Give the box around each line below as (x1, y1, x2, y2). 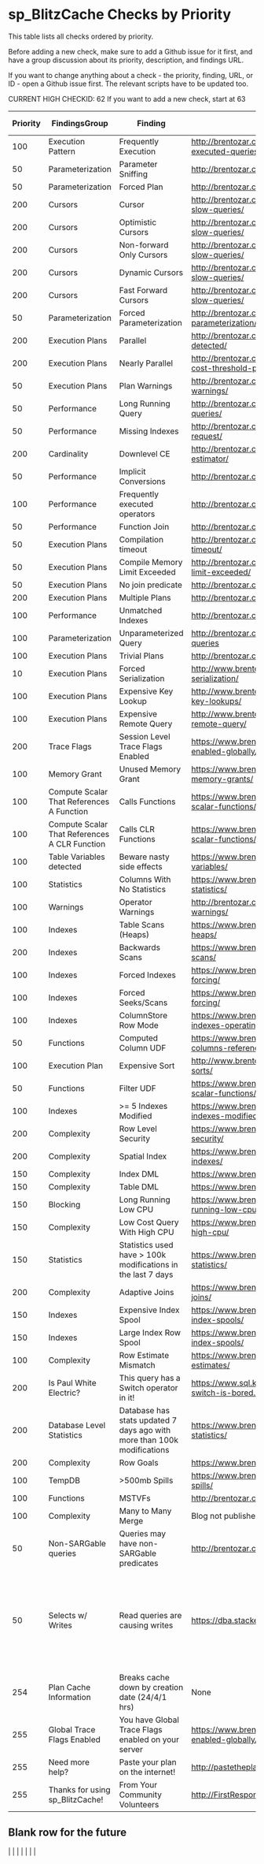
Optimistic (119, 217, 157, 228)
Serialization (119, 672, 165, 683)
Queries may (119, 1527, 167, 1538)
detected (48, 861, 82, 872)
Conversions (119, 475, 167, 486)
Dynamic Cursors (119, 266, 183, 277)
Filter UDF (119, 1082, 156, 1093)
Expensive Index (119, 1304, 180, 1315)
